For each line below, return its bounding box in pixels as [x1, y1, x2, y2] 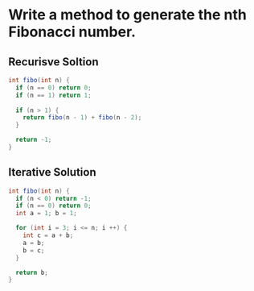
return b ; [15, 268, 48, 276]
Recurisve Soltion [8, 55, 99, 69]
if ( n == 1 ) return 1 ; [15, 91, 92, 99]
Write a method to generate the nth [8, 6, 247, 24]
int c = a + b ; [23, 231, 74, 239]
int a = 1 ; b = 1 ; [15, 210, 78, 218]
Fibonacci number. [8, 23, 137, 41]
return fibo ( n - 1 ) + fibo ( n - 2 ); [23, 114, 142, 122]
